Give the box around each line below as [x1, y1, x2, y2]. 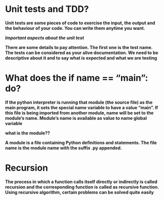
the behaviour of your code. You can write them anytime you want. [5, 25, 145, 31]
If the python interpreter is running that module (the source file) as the [5, 99, 153, 105]
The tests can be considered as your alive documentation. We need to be [5, 50, 159, 56]
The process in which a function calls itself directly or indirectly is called [5, 179, 158, 185]
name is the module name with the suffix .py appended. [5, 145, 122, 151]
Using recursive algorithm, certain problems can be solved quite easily [5, 189, 154, 195]
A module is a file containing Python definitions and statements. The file [5, 139, 157, 145]
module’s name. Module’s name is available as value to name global [5, 115, 147, 121]
